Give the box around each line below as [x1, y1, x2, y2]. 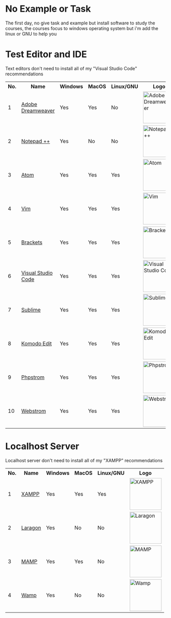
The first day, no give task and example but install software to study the [5, 20, 155, 26]
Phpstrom [21, 374, 45, 381]
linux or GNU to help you [5, 31, 57, 37]
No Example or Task [5, 3, 91, 15]
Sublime [21, 306, 41, 313]
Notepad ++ [21, 137, 50, 145]
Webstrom [21, 407, 46, 414]
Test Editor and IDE [5, 49, 88, 60]
